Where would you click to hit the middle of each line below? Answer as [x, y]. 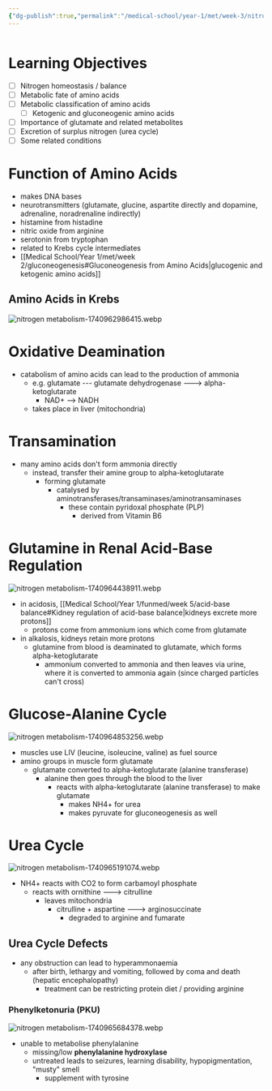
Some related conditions [61, 140]
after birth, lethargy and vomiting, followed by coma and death [136, 972]
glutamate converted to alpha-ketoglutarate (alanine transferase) [140, 769]
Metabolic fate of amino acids [70, 95]
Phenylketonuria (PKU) [55, 1010]
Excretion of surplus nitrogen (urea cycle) [89, 131]
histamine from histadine [62, 222]
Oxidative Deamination [87, 352]
